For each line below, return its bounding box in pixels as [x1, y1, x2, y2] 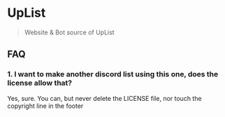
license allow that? [7, 78, 73, 88]
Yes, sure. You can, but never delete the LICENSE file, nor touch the [7, 94, 202, 102]
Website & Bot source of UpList [24, 28, 115, 36]
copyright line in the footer [7, 102, 84, 110]
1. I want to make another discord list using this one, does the [7, 69, 219, 79]
